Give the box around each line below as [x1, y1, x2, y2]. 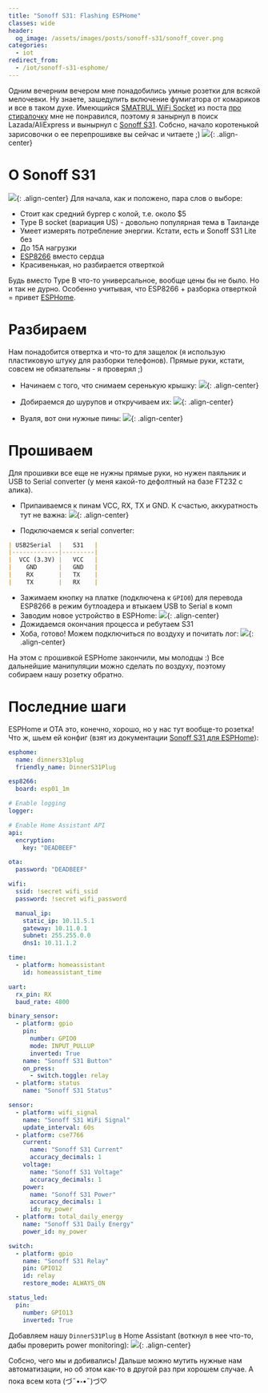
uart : [8, 982, 26, 991]
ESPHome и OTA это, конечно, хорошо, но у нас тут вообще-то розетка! [8, 724, 254, 733]
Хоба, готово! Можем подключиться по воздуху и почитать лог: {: [19, 628, 254, 638]
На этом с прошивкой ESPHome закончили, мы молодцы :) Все [8, 652, 225, 662]
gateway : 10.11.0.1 [22, 924, 88, 933]
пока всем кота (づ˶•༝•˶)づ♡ [8, 1376, 108, 1386]
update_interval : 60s [22, 1123, 94, 1131]
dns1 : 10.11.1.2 [22, 939, 78, 947]
